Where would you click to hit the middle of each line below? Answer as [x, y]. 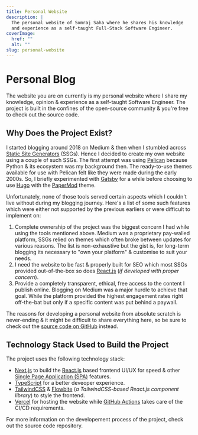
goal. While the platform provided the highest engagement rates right [99, 296]
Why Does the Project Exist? [59, 133]
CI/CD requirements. [40, 408]
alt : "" [21, 45]
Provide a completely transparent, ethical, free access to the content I [100, 283]
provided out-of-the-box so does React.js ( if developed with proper [97, 271]
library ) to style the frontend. [50, 395]
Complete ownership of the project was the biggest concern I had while [102, 227]
